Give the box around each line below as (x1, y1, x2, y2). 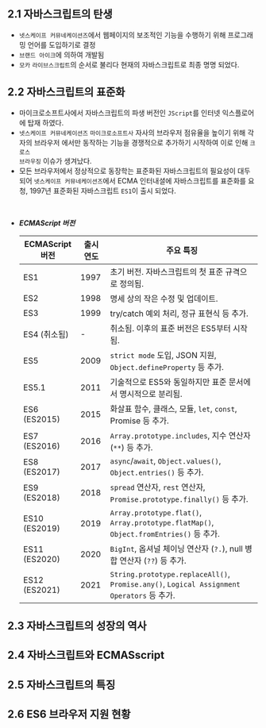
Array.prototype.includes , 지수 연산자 (110, 429, 251, 441)
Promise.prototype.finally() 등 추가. (110, 493, 249, 504)
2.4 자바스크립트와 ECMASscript (7, 649, 164, 662)
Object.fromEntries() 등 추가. (110, 528, 220, 539)
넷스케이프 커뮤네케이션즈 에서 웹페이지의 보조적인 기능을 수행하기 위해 (18, 30, 226, 40)
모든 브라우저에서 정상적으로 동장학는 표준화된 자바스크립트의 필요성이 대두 (18, 166, 251, 175)
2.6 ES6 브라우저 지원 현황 (7, 707, 131, 721)
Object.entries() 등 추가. (110, 467, 204, 478)
